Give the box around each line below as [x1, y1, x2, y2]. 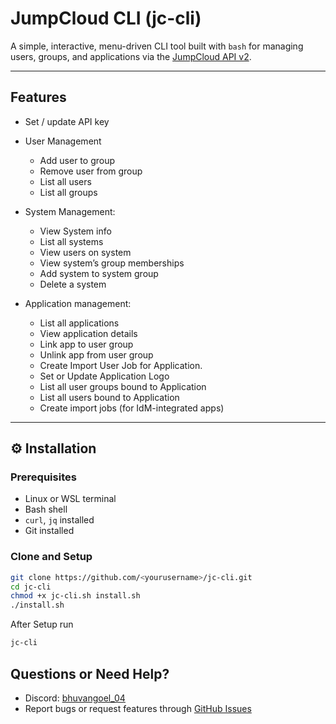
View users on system [39, 246, 132, 258]
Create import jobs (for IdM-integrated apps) [39, 402, 225, 414]
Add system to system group [39, 267, 159, 279]
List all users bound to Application [39, 391, 180, 403]
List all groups [39, 186, 98, 198]
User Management [24, 135, 102, 147]
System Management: [24, 205, 116, 217]
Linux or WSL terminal [24, 493, 117, 505]
